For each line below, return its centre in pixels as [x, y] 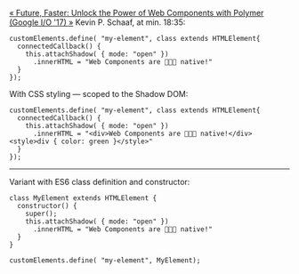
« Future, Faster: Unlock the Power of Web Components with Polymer [137, 13]
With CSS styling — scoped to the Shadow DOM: [99, 94]
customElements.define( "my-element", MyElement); [105, 261]
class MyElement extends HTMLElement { [83, 198]
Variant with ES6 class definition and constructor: [100, 182]
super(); [41, 214]
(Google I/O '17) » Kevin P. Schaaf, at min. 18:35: [97, 22]
